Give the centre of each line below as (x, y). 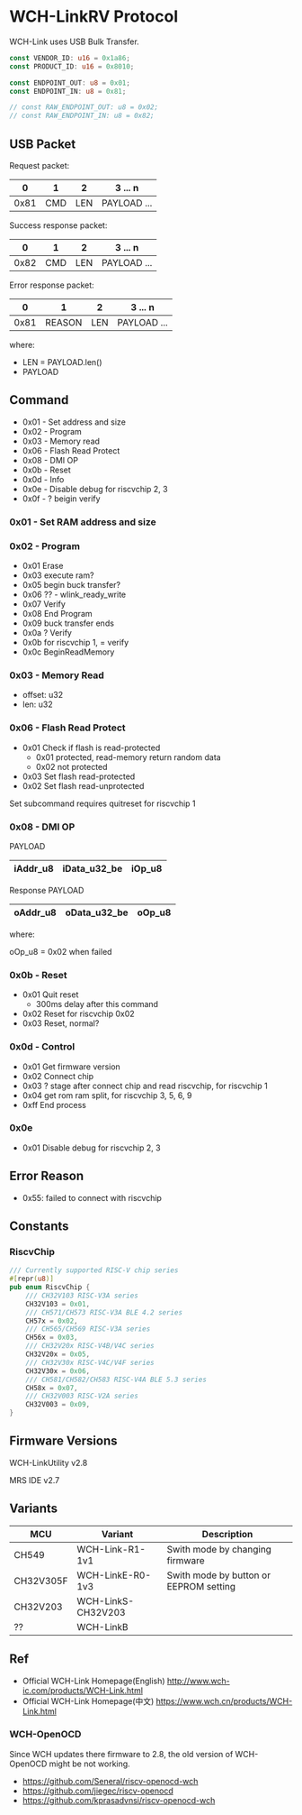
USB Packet (43, 144)
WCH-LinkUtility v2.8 (49, 1462)
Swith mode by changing (219, 1549)
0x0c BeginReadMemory (68, 652)
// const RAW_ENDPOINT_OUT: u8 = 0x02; (84, 107)
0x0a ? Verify (47, 633)
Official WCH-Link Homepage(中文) (88, 1700)
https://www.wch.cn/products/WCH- (224, 1700)
